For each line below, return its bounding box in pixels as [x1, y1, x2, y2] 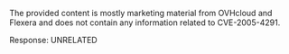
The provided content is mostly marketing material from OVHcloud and [9, 8, 273, 18]
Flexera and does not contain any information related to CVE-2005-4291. [9, 17, 281, 28]
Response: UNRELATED [9, 35, 98, 45]
